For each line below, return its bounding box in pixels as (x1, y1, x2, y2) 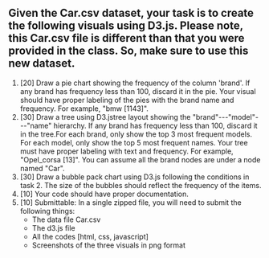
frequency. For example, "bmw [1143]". (19, 104, 149, 113)
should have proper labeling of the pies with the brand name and (19, 95, 234, 104)
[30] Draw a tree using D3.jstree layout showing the (19, 112, 191, 121)
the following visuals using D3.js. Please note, (8, 19, 243, 33)
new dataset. (8, 56, 75, 71)
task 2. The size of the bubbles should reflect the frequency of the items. (19, 180, 262, 190)
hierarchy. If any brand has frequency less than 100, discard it (53, 121, 259, 130)
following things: (19, 206, 75, 215)
